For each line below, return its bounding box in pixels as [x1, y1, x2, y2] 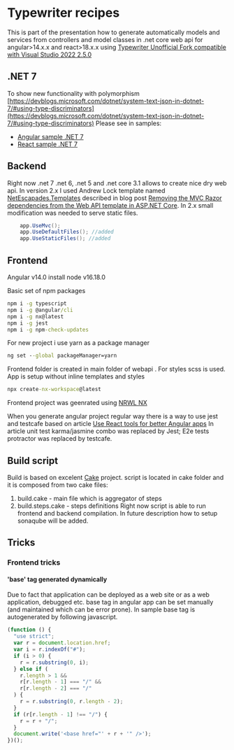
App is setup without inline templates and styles [7, 372, 145, 381]
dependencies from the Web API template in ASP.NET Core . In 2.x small [7, 201, 214, 209]
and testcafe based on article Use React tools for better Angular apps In [7, 420, 214, 428]
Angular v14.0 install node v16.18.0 [7, 273, 106, 281]
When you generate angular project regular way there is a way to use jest [7, 412, 219, 420]
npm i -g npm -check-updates [7, 326, 89, 333]
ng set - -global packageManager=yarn [7, 352, 117, 360]
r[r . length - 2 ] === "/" [20, 685, 92, 692]
